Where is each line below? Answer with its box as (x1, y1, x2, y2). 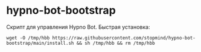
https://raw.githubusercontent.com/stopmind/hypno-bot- (52, 35, 196, 41)
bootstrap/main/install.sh (6, 40, 74, 46)
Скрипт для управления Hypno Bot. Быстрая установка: (6, 23, 150, 30)
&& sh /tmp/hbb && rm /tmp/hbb (76, 40, 155, 46)
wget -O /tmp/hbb (6, 35, 50, 41)
